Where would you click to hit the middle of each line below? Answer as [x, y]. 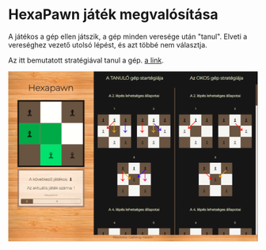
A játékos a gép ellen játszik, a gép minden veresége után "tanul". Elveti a [128, 36]
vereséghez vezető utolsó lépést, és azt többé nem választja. [108, 44]
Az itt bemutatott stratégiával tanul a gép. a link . [86, 60]
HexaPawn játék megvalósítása [114, 15]
